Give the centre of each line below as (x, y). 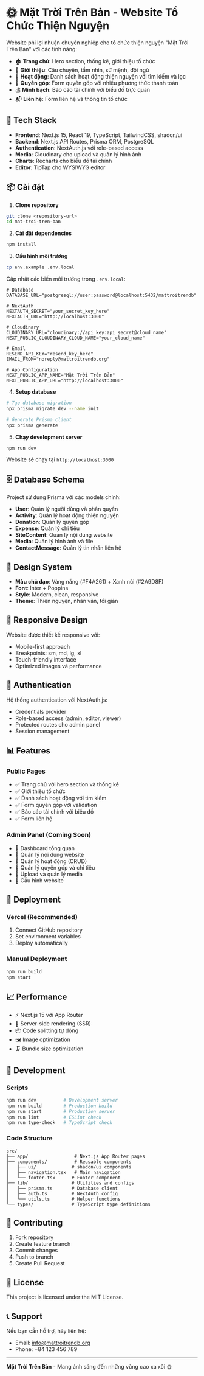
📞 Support (25, 1316)
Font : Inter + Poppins (42, 588)
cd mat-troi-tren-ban (34, 222)
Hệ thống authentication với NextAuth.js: (57, 700)
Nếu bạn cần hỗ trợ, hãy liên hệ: (46, 1331)
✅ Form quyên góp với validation (56, 805)
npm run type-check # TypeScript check (59, 1123)
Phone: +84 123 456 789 (46, 1349)
